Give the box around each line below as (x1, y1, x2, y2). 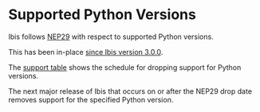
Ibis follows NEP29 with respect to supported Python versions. (8, 32, 214, 41)
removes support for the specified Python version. (8, 95, 174, 104)
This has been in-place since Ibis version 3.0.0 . (8, 47, 163, 56)
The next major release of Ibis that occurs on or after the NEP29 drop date (8, 86, 253, 96)
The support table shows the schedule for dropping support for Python (8, 62, 242, 72)
